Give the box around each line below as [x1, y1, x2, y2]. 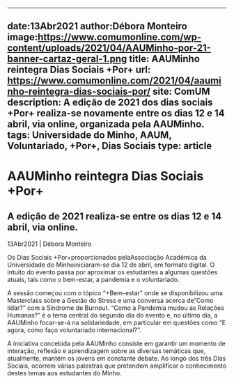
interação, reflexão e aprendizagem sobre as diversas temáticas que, [7, 347, 206, 355]
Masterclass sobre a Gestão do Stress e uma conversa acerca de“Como [7, 297, 214, 305]
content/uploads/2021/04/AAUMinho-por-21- [7, 42, 211, 54]
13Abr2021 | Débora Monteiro [7, 240, 92, 248]
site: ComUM [152, 86, 210, 97]
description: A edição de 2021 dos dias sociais [7, 97, 213, 109]
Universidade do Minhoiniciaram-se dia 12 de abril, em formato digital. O [7, 260, 215, 269]
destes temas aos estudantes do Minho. [7, 369, 122, 377]
